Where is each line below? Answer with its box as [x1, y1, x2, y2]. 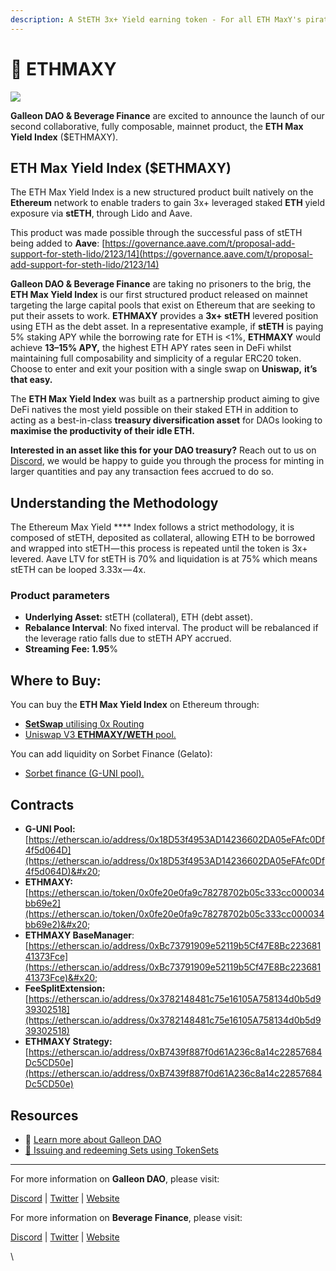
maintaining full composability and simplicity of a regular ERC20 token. [10, 352, 302, 365]
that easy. [10, 374, 53, 386]
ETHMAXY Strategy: [24, 1036, 113, 1048]
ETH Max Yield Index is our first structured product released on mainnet [10, 289, 308, 301]
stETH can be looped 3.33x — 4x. [10, 564, 147, 576]
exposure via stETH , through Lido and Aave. [10, 207, 193, 220]
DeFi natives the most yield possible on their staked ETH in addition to [10, 404, 299, 416]
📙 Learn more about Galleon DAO [24, 1133, 162, 1145]
